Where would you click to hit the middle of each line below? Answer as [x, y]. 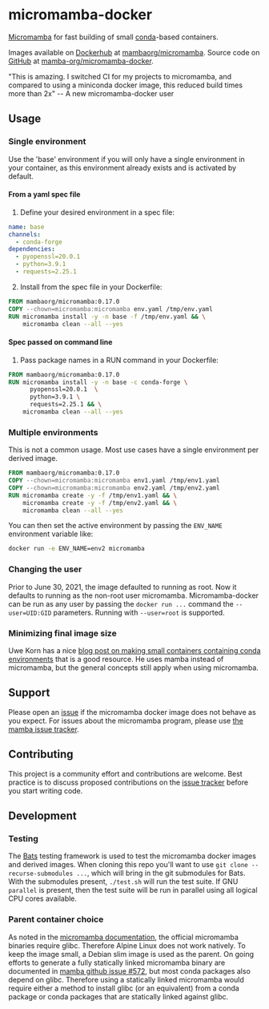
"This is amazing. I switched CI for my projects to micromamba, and [120, 76]
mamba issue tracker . [44, 729]
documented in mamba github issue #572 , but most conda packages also [129, 971]
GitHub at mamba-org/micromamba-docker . [81, 61]
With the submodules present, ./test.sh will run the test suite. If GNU [123, 882]
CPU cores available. [43, 898]
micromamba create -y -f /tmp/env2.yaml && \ [100, 502]
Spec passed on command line [60, 342]
